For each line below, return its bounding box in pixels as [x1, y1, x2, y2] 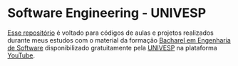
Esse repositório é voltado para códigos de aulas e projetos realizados [7, 28, 214, 37]
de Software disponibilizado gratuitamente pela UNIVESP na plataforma [7, 43, 217, 52]
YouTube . [7, 51, 36, 60]
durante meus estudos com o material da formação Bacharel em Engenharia [7, 35, 232, 44]
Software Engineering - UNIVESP [7, 5, 207, 21]
